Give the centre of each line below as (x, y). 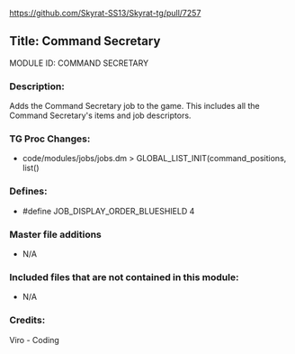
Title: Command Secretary (85, 41)
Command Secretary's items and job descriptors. (100, 115)
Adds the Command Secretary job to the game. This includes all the (134, 106)
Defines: (28, 191)
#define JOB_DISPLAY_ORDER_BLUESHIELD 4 (108, 211)
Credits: (27, 321)
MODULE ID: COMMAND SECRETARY (79, 63)
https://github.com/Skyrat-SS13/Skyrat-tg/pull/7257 (105, 13)
